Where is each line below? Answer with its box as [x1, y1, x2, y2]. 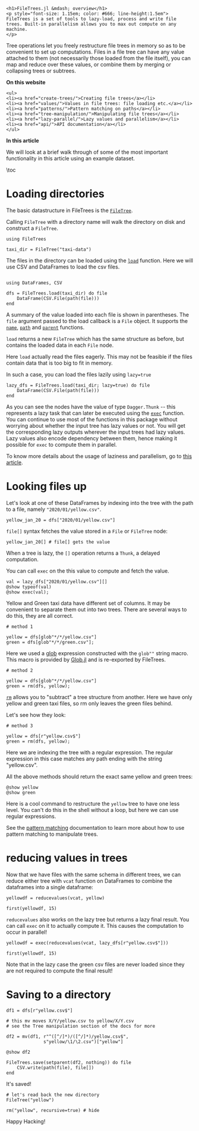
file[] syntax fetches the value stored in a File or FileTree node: [6, 527, 168, 535]
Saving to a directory [6, 988, 111, 1001]
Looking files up [6, 480, 87, 493]
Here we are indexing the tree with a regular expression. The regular [6, 748, 173, 756]
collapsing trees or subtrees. [6, 67, 76, 74]
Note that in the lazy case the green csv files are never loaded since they [6, 961, 185, 968]
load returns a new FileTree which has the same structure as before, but [6, 335, 184, 342]
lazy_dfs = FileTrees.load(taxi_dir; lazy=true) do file [6, 382, 150, 388]
